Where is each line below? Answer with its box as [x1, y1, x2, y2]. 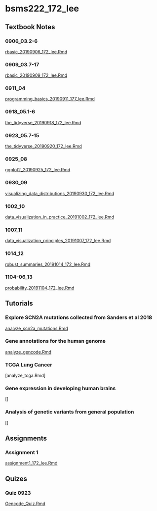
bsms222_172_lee [5, 3, 79, 14]
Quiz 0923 [5, 489, 31, 496]
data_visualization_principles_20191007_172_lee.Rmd [5, 238, 111, 244]
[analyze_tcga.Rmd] [5, 372, 46, 379]
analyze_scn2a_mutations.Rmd [5, 325, 68, 331]
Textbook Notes [5, 23, 55, 31]
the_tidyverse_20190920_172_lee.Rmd [5, 143, 82, 149]
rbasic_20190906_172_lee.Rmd [5, 49, 68, 54]
